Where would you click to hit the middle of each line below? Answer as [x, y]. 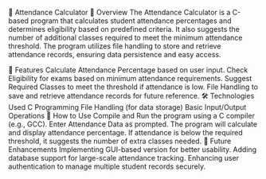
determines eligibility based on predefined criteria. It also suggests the [124, 29]
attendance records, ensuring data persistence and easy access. [115, 54]
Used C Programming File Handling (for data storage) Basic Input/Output [127, 107]
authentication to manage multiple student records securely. [107, 166]
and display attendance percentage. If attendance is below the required [125, 132]
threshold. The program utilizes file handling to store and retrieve [115, 46]
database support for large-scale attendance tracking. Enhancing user [124, 158]
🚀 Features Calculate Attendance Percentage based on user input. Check [128, 70]
